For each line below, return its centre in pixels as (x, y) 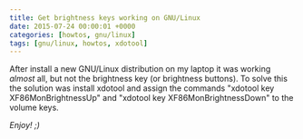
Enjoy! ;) (25, 125)
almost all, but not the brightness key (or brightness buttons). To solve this (149, 79)
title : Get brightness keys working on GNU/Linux (105, 18)
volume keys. (34, 108)
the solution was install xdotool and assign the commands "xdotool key (142, 88)
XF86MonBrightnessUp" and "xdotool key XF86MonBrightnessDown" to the (151, 98)
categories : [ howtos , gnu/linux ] (73, 35)
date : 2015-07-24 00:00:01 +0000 (73, 26)
